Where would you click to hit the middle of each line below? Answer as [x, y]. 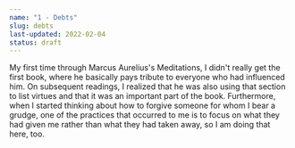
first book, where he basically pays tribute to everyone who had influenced [147, 78]
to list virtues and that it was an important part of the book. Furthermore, [143, 96]
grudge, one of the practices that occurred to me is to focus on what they [144, 115]
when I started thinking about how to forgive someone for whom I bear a [142, 106]
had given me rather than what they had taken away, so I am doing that [140, 125]
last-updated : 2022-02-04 [57, 34]
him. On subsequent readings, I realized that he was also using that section [147, 86]
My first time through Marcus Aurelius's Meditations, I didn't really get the [145, 68]
